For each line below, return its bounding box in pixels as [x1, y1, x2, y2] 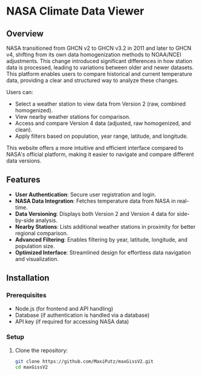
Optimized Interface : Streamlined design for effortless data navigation [15, 249, 191, 256]
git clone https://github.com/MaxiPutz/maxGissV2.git [15, 358, 154, 365]
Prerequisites [6, 291, 47, 300]
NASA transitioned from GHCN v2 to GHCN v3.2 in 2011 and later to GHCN [6, 44, 192, 52]
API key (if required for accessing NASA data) [15, 317, 129, 325]
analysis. [35, 217, 57, 224]
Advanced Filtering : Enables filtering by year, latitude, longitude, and [15, 235, 187, 243]
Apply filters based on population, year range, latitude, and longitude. [15, 132, 189, 140]
